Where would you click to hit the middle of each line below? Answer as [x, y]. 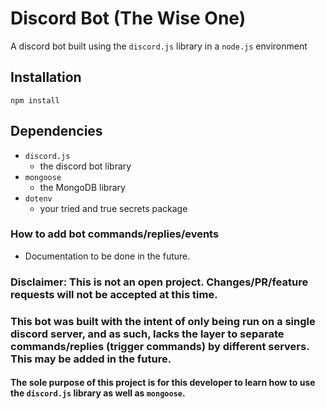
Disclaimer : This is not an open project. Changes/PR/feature [159, 282]
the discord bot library [85, 166]
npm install [35, 100]
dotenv [38, 198]
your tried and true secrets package [113, 208]
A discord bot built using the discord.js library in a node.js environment [159, 46]
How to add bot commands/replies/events [115, 234]
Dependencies [56, 131]
